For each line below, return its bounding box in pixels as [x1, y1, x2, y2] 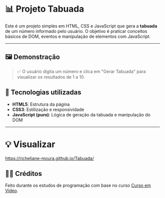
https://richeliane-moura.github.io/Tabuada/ [5, 155, 94, 161]
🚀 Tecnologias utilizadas [5, 88, 82, 97]
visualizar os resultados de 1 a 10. [17, 74, 85, 80]
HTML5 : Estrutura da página [12, 101, 70, 107]
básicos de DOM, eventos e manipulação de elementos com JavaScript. [5, 33, 151, 39]
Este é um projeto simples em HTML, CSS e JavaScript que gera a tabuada [5, 23, 158, 29]
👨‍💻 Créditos [5, 170, 42, 178]
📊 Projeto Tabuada [5, 3, 84, 15]
